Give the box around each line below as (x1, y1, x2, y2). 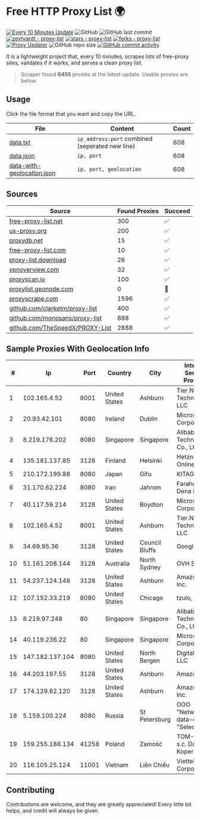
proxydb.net (9, 236, 43, 245)
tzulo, (176, 594, 192, 602)
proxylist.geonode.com (9, 285, 74, 293)
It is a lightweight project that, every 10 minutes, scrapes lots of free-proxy (6, 53, 189, 60)
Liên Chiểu (139, 761, 170, 769)
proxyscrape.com (9, 294, 58, 303)
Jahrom (139, 483, 161, 492)
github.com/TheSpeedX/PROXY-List (9, 323, 112, 332)
